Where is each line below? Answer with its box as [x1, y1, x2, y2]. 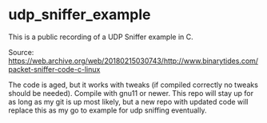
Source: [8, 47, 34, 57]
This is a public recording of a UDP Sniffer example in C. [8, 32, 193, 42]
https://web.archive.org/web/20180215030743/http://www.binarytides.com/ [8, 56, 258, 65]
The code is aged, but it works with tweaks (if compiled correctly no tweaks [8, 80, 258, 89]
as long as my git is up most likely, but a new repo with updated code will [8, 97, 249, 106]
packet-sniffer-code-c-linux [8, 64, 101, 73]
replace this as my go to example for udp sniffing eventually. [8, 105, 207, 115]
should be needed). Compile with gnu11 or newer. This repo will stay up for [8, 88, 254, 97]
